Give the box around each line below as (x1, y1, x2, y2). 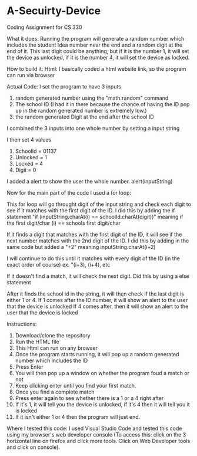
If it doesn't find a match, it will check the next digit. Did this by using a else (6, 273, 190, 280)
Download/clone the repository (15, 332, 91, 339)
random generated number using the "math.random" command (15, 94, 169, 101)
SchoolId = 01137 (15, 147, 57, 155)
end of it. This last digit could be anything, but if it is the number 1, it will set (6, 47, 189, 54)
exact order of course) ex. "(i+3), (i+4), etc (6, 261, 111, 268)
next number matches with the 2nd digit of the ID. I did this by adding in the (6, 237, 189, 244)
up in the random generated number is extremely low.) (15, 107, 147, 114)
